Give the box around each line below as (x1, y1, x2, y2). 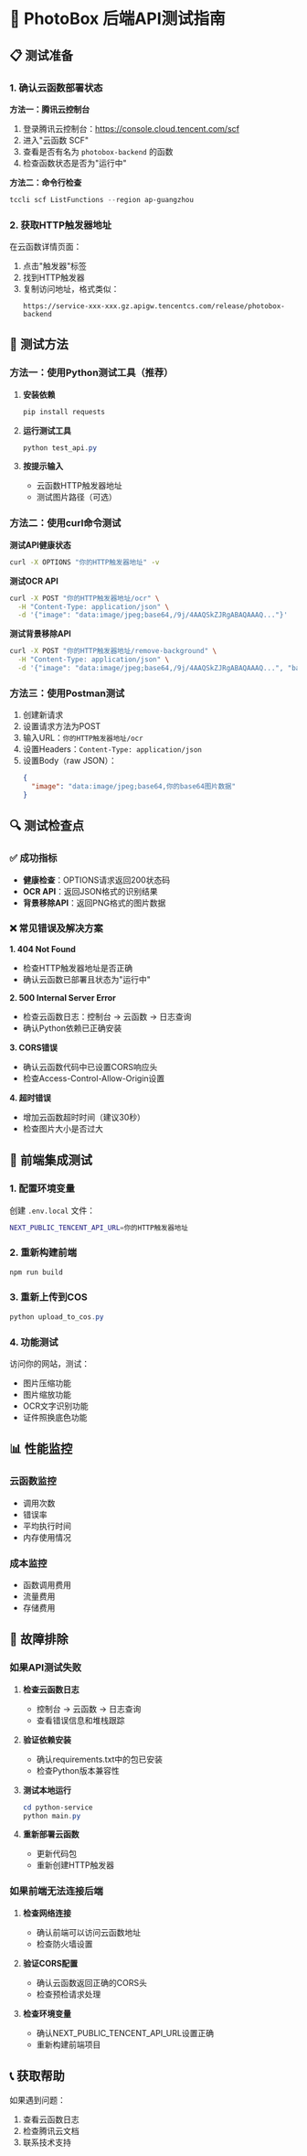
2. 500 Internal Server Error (9, 992, 116, 1003)
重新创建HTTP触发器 (36, 1860, 115, 1871)
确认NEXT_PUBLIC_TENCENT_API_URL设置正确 (36, 2027, 215, 2038)
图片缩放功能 (22, 1389, 71, 1400)
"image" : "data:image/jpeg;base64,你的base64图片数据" (31, 782, 236, 791)
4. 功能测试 (9, 1335, 58, 1348)
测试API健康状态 (9, 539, 71, 550)
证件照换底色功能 (22, 1412, 88, 1423)
